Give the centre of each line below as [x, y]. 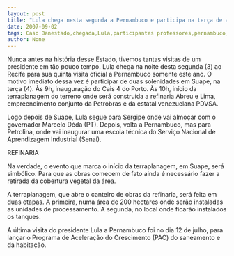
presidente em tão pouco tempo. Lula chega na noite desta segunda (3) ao [115, 67]
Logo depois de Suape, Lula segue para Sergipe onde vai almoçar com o [111, 117]
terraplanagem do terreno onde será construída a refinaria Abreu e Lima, [111, 96]
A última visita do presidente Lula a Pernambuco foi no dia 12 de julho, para [115, 230]
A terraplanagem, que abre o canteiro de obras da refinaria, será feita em [112, 195]
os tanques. [24, 217]
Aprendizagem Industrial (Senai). [54, 139]
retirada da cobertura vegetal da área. [62, 181]
